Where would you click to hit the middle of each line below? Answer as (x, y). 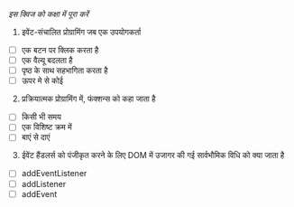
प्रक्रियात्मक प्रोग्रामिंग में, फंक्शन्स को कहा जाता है (88, 99)
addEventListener (54, 174)
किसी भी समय (41, 117)
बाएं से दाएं (36, 137)
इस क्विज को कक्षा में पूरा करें (49, 14)
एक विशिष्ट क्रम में (47, 127)
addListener (44, 183)
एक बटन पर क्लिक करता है (60, 50)
